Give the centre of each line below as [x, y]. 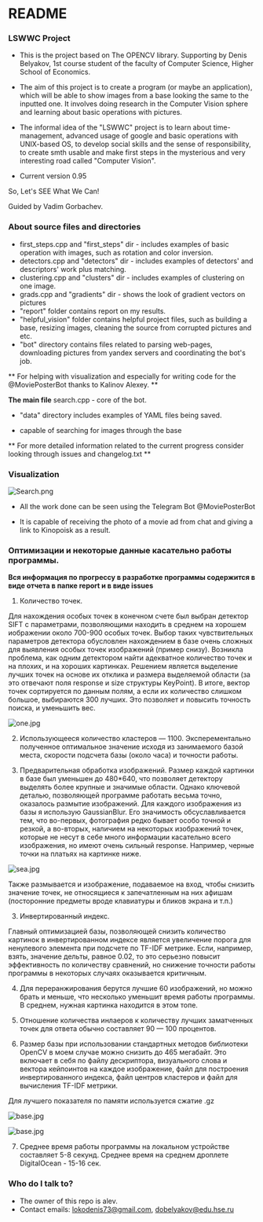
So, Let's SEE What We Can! [54, 191]
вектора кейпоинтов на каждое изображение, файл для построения [134, 1069]
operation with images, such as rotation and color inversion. [116, 252]
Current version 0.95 [53, 176]
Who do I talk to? [41, 1183]
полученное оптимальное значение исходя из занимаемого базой [131, 747]
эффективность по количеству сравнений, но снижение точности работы [132, 965]
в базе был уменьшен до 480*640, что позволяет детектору [121, 779]
